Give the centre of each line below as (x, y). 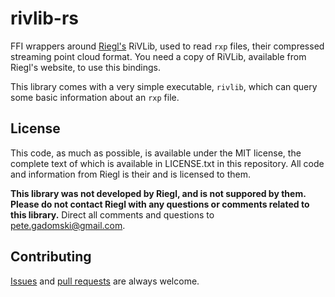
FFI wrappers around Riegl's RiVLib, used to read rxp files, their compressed (167, 46)
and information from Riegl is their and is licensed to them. (131, 174)
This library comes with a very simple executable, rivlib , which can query (164, 86)
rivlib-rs (44, 18)
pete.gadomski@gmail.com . (68, 225)
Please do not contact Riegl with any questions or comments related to (160, 204)
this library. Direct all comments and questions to (112, 214)
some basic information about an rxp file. (95, 97)
